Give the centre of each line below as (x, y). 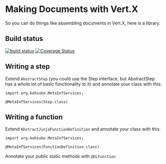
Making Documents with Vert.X (72, 9)
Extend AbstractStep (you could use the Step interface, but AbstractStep (80, 78)
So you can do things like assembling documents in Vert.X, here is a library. (83, 23)
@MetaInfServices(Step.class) (37, 102)
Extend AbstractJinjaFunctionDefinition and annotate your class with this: (83, 129)
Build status (24, 39)
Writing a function (34, 117)
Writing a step (27, 67)
